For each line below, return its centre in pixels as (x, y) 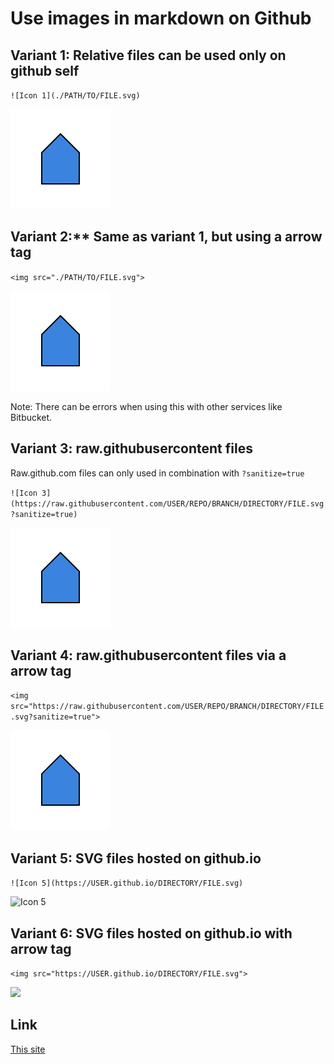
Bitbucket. (31, 417)
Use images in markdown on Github (161, 18)
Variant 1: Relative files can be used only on (148, 55)
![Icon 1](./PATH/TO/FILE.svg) (75, 96)
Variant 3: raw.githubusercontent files (131, 448)
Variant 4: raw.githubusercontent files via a (148, 655)
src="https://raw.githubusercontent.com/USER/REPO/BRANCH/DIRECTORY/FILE (167, 707)
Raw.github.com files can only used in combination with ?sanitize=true (157, 473)
